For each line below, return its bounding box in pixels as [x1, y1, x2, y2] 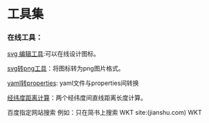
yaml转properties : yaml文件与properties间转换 [7, 79, 140, 87]
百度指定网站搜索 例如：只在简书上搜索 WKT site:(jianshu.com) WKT [7, 108, 202, 117]
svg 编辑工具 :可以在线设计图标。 [7, 50, 100, 58]
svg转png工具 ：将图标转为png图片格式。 [7, 64, 125, 73]
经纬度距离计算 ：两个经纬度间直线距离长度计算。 [7, 94, 147, 102]
